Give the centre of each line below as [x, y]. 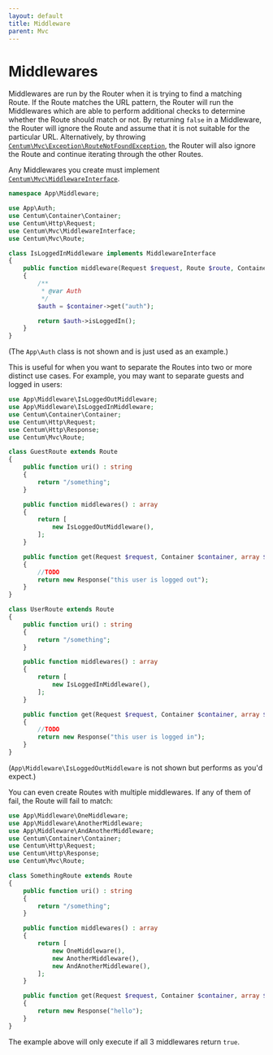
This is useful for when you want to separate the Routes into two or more [130, 368]
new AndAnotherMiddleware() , [101, 966]
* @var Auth [61, 291]
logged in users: [35, 385]
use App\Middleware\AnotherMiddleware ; [76, 823]
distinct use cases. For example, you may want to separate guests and [126, 376]
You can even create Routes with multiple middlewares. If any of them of [130, 792]
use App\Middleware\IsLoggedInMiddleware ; [81, 408]
